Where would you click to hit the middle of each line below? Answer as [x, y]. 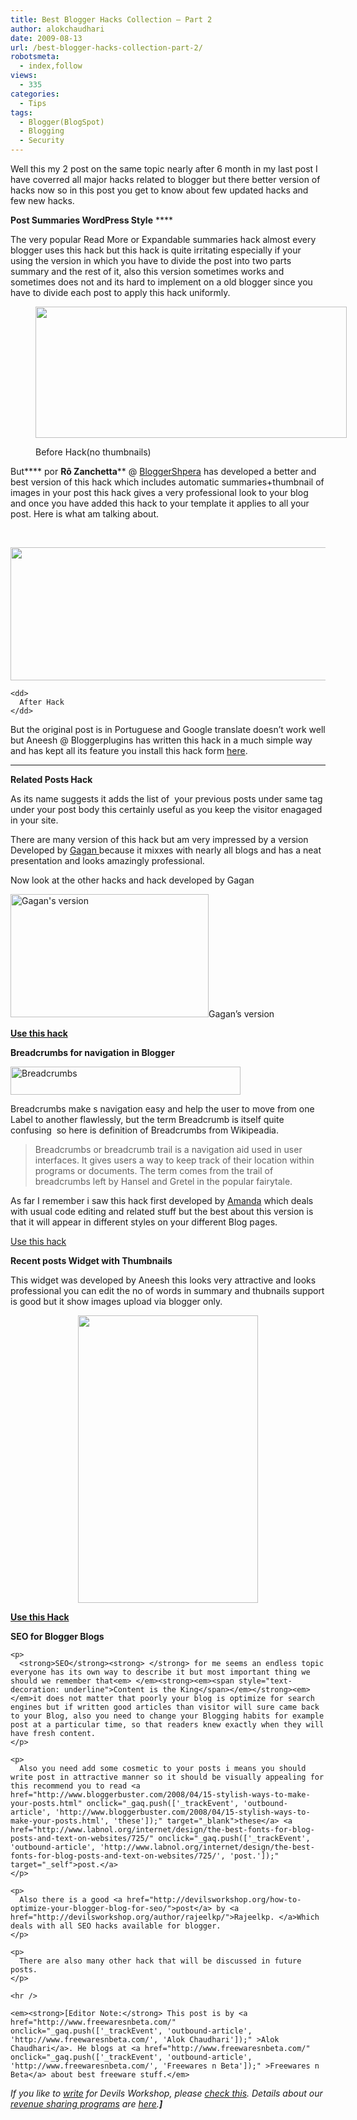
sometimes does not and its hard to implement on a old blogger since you [161, 282]
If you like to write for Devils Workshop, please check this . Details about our [166, 2093]
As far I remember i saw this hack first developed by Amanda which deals [162, 1200]
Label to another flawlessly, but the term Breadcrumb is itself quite [147, 1119]
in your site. [34, 820]
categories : [35, 94]
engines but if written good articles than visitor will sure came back [165, 1707]
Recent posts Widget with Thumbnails [91, 1260]
